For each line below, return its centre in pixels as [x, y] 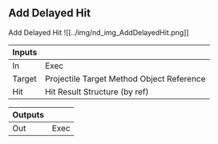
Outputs [28, 114]
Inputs [25, 52]
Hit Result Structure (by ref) [97, 91]
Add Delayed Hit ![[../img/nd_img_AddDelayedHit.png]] [99, 32]
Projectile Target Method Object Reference [125, 78]
